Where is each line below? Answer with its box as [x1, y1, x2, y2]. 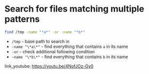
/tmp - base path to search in [11, 38, 70, 44]
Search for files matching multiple [4, 3, 144, 15]
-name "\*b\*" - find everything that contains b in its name [11, 54, 128, 59]
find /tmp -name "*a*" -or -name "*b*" [4, 30, 85, 34]
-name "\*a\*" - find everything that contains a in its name [11, 44, 128, 49]
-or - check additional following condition [11, 48, 95, 54]
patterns [4, 14, 40, 25]
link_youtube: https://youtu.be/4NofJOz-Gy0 [4, 63, 94, 69]
